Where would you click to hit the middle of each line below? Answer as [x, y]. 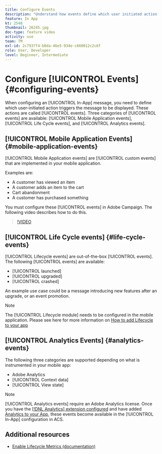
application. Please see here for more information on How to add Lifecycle [79, 320]
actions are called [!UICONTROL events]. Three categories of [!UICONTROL [81, 113]
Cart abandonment [31, 192]
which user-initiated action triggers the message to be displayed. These [77, 108]
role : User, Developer [28, 50]
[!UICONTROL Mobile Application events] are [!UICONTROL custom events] [81, 158]
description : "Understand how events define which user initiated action [81, 14]
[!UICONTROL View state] [38, 385]
